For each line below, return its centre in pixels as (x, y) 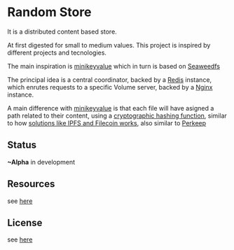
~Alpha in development (41, 162)
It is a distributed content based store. (62, 32)
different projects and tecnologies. (57, 53)
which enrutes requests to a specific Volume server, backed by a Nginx (110, 87)
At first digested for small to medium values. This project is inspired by (109, 45)
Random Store (49, 12)
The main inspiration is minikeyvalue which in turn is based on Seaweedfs (114, 66)
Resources (31, 184)
